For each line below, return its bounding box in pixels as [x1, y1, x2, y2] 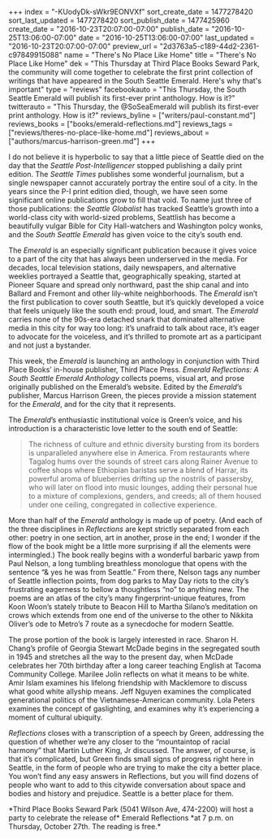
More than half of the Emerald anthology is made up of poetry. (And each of [8, 516, 262, 525]
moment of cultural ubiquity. [8, 712, 103, 722]
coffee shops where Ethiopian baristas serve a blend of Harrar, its [28, 465, 248, 474]
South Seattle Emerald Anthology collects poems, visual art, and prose [8, 374, 245, 383]
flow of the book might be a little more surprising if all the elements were [8, 542, 252, 551]
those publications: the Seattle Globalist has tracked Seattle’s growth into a [8, 204, 260, 214]
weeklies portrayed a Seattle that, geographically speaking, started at [8, 271, 241, 281]
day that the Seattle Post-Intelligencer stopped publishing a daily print [8, 161, 243, 170]
